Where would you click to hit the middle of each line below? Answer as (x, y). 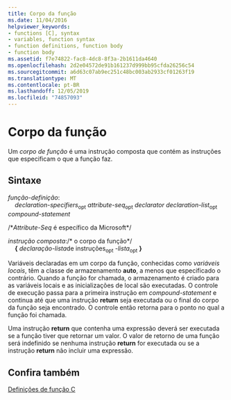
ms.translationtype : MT (42, 78)
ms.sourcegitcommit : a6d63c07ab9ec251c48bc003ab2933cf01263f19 (101, 72)
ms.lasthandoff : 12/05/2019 (49, 91)
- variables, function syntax (52, 40)
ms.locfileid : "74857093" (45, 98)
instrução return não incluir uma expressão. (71, 351)
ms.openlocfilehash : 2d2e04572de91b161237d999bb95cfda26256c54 (101, 65)
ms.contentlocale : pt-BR (44, 85)
